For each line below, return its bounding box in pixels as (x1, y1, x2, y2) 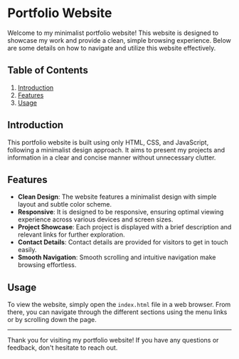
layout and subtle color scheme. (17, 200, 112, 209)
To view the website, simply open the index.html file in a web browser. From (7, 301, 231, 309)
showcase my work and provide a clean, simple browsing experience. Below (7, 36, 231, 44)
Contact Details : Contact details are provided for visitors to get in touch (17, 238, 229, 246)
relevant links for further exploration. (17, 230, 125, 239)
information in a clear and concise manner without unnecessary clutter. (7, 153, 216, 162)
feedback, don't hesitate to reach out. (7, 343, 118, 352)
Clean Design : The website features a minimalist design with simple (17, 192, 217, 201)
